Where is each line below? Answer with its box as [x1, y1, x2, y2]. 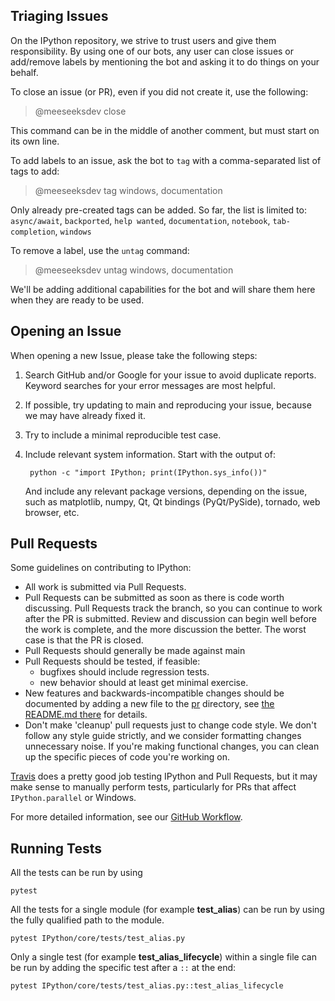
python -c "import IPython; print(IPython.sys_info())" [29, 467, 268, 478]
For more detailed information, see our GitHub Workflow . [10, 811, 243, 823]
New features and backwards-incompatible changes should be [24, 687, 285, 699]
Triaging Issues [10, 8, 109, 25]
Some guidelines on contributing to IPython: [10, 562, 192, 574]
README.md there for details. [24, 709, 148, 721]
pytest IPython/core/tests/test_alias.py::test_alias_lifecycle [10, 981, 284, 991]
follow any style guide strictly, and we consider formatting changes [24, 730, 302, 742]
